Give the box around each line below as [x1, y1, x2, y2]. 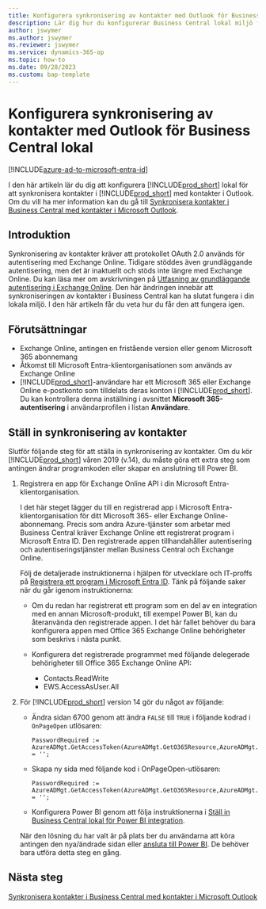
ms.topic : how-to [8, 56, 66, 64]
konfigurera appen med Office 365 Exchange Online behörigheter [31, 626, 246, 635]
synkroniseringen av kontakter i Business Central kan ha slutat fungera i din [8, 291, 255, 301]
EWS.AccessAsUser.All [43, 682, 120, 691]
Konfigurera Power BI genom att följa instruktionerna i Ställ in [31, 808, 231, 816]
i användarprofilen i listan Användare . [66, 403, 191, 412]
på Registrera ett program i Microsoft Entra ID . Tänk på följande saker [19, 577, 246, 586]
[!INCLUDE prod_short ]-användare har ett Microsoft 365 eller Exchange [19, 377, 252, 387]
